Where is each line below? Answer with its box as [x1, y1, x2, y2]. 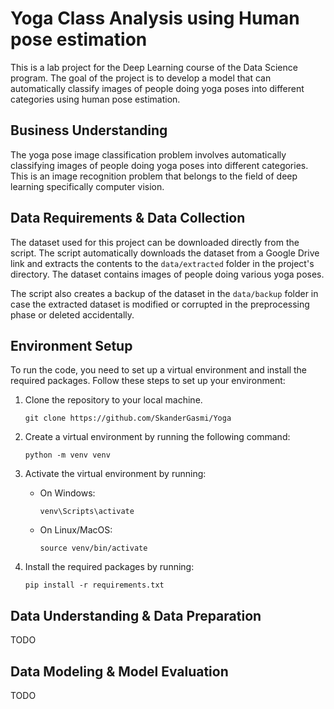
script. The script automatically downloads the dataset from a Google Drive [10, 247, 320, 259]
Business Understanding [10, 122, 168, 139]
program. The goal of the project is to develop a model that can [10, 72, 272, 84]
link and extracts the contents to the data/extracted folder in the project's [10, 257, 315, 269]
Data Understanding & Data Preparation [10, 607, 262, 624]
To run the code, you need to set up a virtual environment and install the [10, 364, 307, 376]
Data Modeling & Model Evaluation [10, 663, 229, 680]
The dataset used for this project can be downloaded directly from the [10, 236, 300, 248]
